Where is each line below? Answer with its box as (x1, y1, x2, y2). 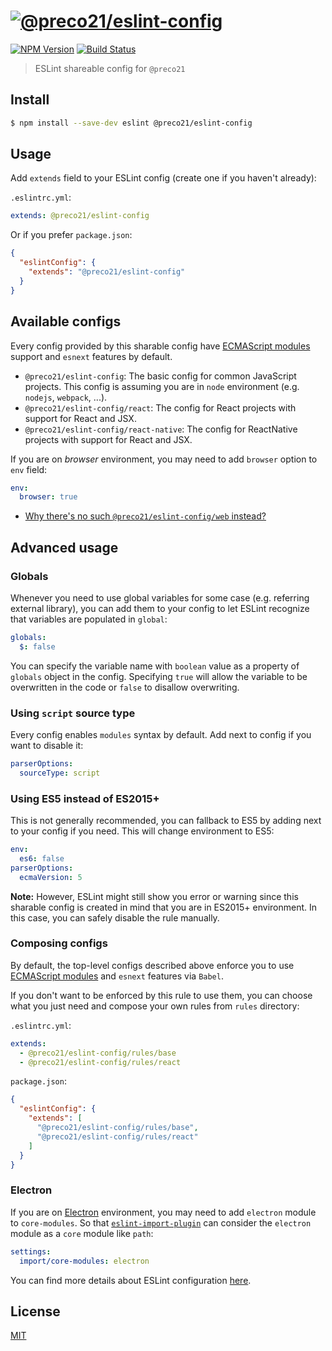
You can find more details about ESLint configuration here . (10, 1274, 252, 1286)
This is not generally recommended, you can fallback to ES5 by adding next (10, 815, 322, 827)
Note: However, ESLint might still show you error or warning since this (10, 890, 299, 902)
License (10, 1303, 61, 1320)
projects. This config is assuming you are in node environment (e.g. (24, 380, 300, 392)
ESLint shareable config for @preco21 (34, 62, 186, 74)
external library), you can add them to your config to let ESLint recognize (10, 602, 310, 614)
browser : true (19, 492, 78, 502)
